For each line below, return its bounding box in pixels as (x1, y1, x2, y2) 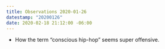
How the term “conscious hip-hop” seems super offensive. (14, 36, 160, 44)
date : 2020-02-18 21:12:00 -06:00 (6, 20, 93, 26)
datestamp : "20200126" (6, 14, 63, 20)
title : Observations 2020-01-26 (6, 8, 87, 15)
